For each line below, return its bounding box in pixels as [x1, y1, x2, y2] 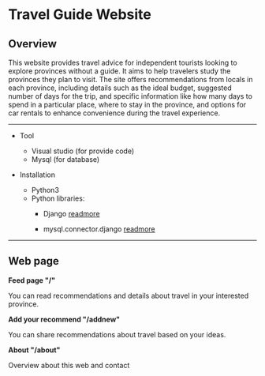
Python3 [31, 186, 59, 194]
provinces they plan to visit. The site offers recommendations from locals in [8, 75, 253, 84]
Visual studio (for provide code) [31, 146, 135, 156]
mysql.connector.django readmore [43, 224, 155, 234]
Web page [8, 254, 59, 268]
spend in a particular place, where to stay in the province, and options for [8, 100, 247, 109]
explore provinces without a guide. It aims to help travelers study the [8, 66, 231, 76]
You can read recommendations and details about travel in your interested [8, 291, 249, 300]
